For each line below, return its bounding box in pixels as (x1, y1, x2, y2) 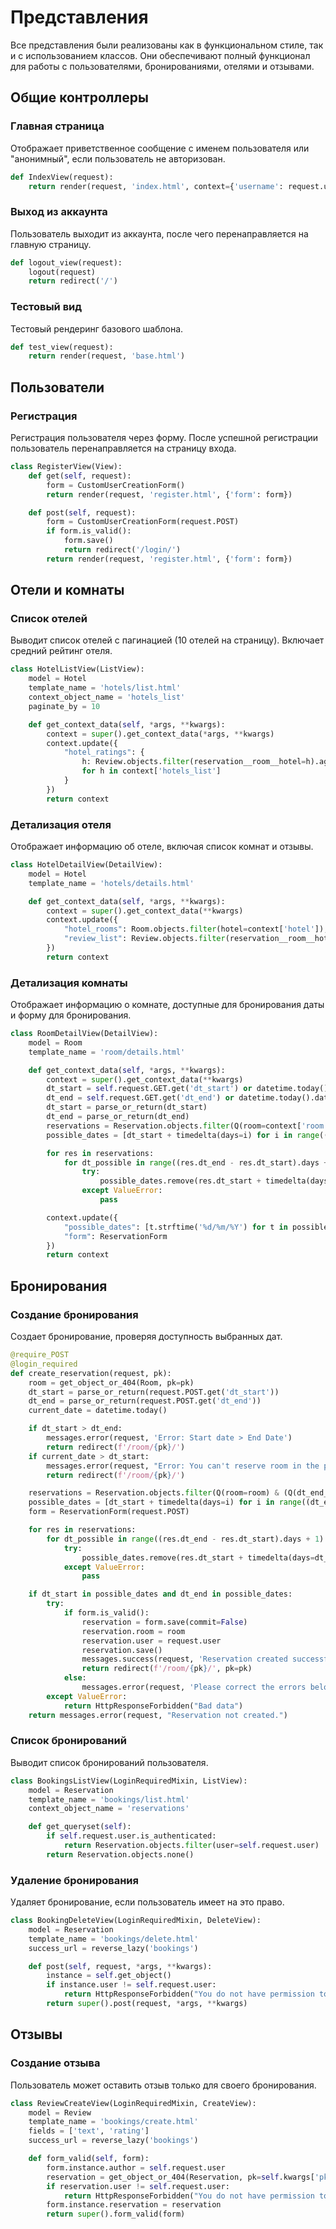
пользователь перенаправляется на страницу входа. (10, 442, 237, 455)
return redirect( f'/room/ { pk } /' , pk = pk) (81, 1664, 253, 1674)
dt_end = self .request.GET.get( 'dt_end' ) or (46, 1093, 235, 1103)
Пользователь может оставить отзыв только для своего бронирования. (10, 2079, 317, 2091)
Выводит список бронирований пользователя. (10, 1756, 209, 1768)
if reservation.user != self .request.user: (46, 2181, 230, 2191)
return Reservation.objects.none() (46, 1849, 195, 1860)
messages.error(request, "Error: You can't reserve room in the (46, 1461, 320, 1471)
